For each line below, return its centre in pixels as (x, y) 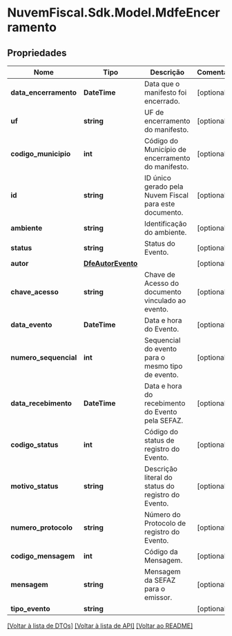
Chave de (160, 274)
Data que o (162, 84)
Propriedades (37, 53)
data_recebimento (41, 403)
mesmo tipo (163, 366)
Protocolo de (165, 523)
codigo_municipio (41, 154)
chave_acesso (35, 292)
